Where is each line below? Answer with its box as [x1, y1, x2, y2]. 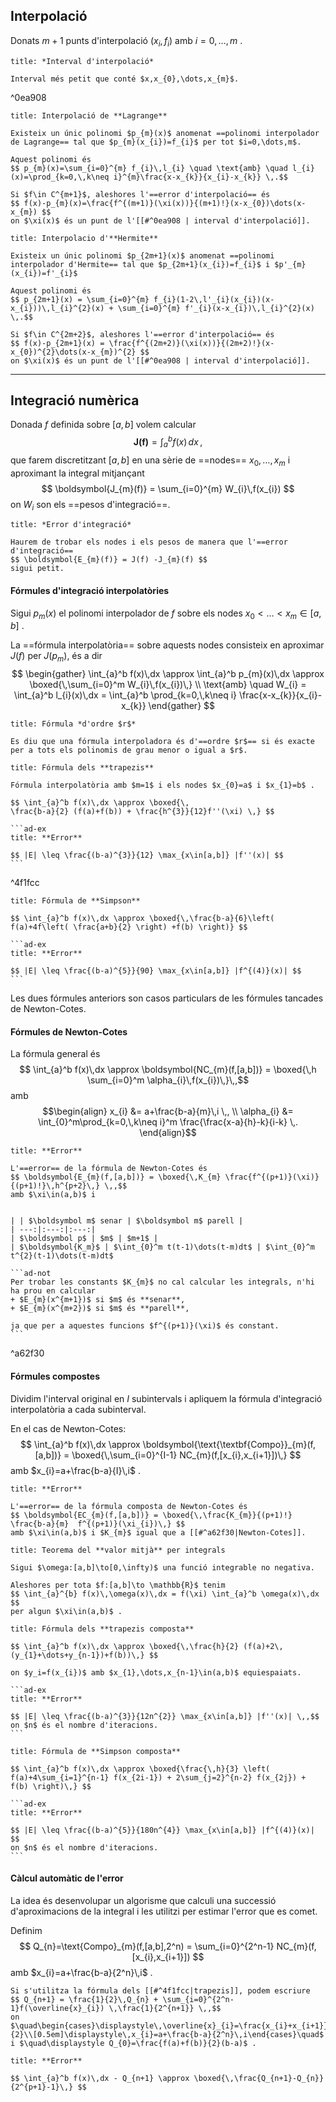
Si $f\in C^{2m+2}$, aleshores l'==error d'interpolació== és [10, 329, 275, 339]
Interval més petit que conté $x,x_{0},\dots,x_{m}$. [10, 74, 240, 84]
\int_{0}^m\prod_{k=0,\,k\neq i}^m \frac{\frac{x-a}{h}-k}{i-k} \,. [37, 1116, 299, 1128]
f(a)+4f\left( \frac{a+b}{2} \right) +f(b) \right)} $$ [10, 922, 248, 933]
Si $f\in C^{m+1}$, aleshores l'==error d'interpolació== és [10, 189, 271, 199]
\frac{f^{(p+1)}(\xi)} [224, 1172, 320, 1183]
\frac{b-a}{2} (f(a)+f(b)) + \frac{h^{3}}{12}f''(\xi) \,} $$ [10, 807, 275, 817]
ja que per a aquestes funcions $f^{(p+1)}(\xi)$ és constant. [10, 1321, 280, 1331]
